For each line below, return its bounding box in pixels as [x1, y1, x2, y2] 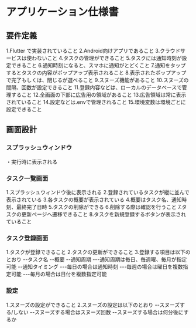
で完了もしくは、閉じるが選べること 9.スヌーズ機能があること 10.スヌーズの [6, 77, 189, 83]
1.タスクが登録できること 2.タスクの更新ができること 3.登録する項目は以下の [6, 249, 191, 256]
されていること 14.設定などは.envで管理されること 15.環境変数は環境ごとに [6, 99, 186, 106]
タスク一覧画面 [6, 174, 49, 182]
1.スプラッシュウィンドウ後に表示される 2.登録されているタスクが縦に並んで [6, 188, 190, 195]
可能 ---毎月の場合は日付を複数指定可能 [11, 270, 107, 278]
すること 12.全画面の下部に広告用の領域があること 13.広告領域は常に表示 [11, 92, 187, 98]
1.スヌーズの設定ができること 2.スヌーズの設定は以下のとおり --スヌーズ [6, 301, 180, 308]
